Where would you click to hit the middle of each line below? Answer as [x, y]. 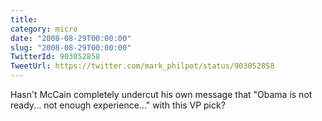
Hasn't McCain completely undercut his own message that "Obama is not [161, 94]
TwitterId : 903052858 [55, 57]
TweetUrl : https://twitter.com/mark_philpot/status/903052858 [142, 66]
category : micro [44, 29]
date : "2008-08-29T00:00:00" [71, 38]
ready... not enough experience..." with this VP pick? [118, 105]
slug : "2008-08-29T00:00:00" [71, 47]
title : [24, 19]
